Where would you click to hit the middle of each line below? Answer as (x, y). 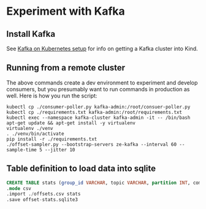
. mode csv (19, 188)
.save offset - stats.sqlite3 (42, 200)
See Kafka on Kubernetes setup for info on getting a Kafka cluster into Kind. (102, 48)
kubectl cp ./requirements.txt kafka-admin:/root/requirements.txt (94, 112)
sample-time (21, 150)
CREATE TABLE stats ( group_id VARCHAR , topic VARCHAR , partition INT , (98, 183)
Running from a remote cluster (66, 68)
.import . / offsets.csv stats (44, 194)
